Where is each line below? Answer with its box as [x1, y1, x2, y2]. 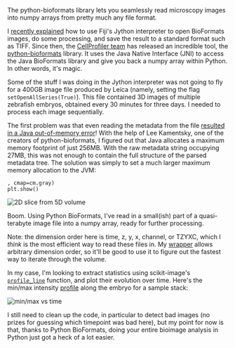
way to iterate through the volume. [7, 255, 107, 263]
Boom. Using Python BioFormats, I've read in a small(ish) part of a [7, 212, 198, 220]
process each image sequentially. [7, 108, 105, 116]
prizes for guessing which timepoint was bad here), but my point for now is [7, 319, 224, 326]
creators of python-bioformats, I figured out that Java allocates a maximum [7, 136, 224, 145]
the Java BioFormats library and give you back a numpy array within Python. [7, 57, 228, 65]
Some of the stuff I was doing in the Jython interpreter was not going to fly [7, 78, 223, 86]
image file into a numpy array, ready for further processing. [32, 219, 204, 227]
